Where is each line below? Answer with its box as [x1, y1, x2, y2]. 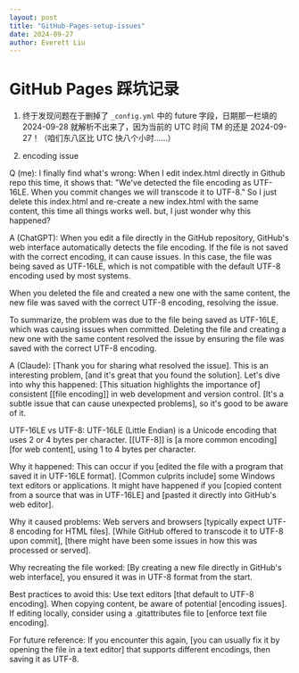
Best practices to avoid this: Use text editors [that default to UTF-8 [9, 589, 254, 600]
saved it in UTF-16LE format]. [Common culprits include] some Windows [9, 470, 275, 482]
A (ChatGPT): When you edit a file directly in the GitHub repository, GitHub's [9, 233, 290, 244]
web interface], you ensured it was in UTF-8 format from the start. [9, 572, 253, 583]
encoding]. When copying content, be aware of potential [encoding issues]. [9, 599, 287, 610]
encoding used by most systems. [9, 270, 131, 281]
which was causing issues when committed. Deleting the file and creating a [9, 324, 287, 335]
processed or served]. [9, 545, 91, 556]
